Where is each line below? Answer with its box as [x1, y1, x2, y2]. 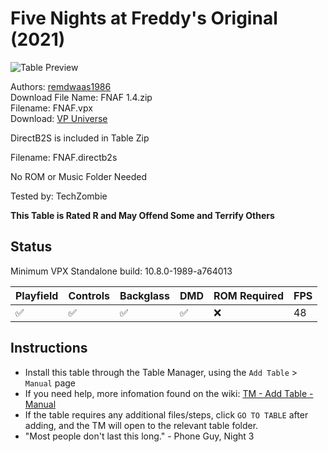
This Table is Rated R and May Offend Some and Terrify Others [10, 209, 275, 221]
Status [10, 238, 53, 256]
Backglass [119, 288, 170, 302]
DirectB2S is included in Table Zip [10, 132, 150, 144]
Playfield [15, 288, 59, 302]
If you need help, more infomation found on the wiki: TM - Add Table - [24, 387, 314, 399]
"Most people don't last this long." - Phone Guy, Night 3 [24, 430, 255, 442]
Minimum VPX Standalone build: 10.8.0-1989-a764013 [10, 265, 233, 277]
